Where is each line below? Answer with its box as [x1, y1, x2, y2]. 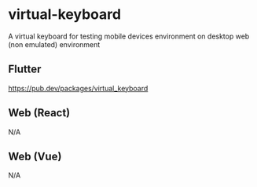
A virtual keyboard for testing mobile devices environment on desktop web [8, 31, 250, 41]
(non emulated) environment [8, 39, 101, 49]
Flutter [8, 63, 42, 76]
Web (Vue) [8, 149, 62, 163]
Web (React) [8, 106, 71, 119]
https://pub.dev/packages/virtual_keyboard [8, 83, 149, 93]
